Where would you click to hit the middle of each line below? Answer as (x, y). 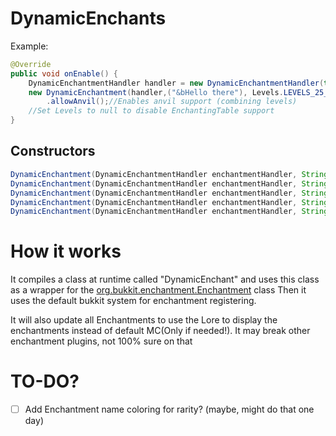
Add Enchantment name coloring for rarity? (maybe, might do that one (169, 409)
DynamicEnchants (88, 18)
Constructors (53, 151)
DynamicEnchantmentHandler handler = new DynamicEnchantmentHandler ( (176, 83)
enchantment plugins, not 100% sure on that (101, 341)
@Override (31, 64)
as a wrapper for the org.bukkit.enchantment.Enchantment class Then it (158, 290)
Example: (29, 46)
